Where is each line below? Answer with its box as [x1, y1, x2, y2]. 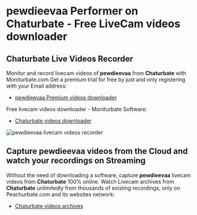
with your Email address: [6, 82, 67, 89]
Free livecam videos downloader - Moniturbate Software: [6, 106, 147, 112]
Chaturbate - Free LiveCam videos [6, 17, 181, 31]
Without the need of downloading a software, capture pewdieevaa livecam [6, 171, 191, 178]
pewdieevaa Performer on [6, 4, 138, 18]
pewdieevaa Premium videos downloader [14, 94, 117, 101]
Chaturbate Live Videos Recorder [6, 53, 134, 64]
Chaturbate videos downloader [14, 117, 92, 124]
